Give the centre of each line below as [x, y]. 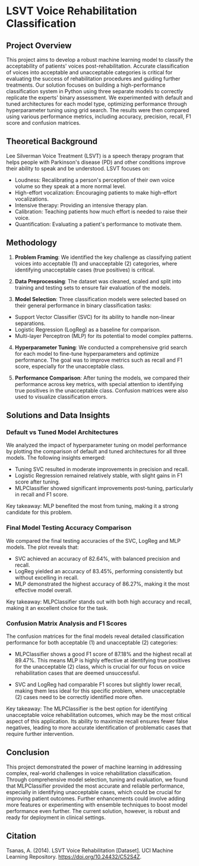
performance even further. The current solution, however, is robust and [93, 811]
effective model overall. [43, 590]
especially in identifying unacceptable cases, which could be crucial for [94, 792]
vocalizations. [32, 199]
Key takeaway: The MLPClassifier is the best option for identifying [87, 709]
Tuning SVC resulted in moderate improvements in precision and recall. [102, 469]
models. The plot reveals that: [42, 547]
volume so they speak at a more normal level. [70, 186]
